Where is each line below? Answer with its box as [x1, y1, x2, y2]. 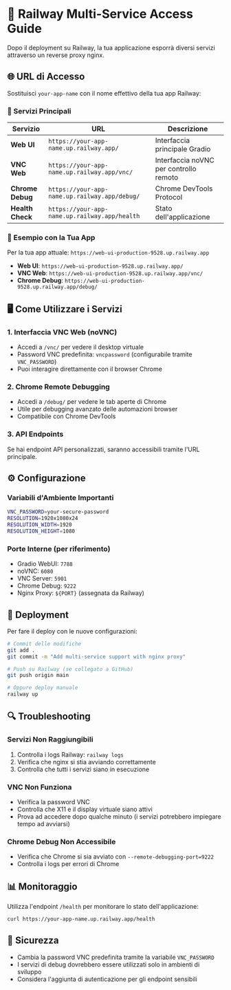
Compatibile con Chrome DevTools [16, 412, 116, 420]
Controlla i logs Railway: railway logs [16, 750, 124, 759]
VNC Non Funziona [7, 782, 72, 792]
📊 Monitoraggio [7, 881, 78, 892]
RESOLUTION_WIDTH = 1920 [7, 521, 72, 528]
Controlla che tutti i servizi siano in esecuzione [16, 765, 150, 773]
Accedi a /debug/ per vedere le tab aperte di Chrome [16, 398, 167, 406]
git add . [7, 647, 36, 654]
